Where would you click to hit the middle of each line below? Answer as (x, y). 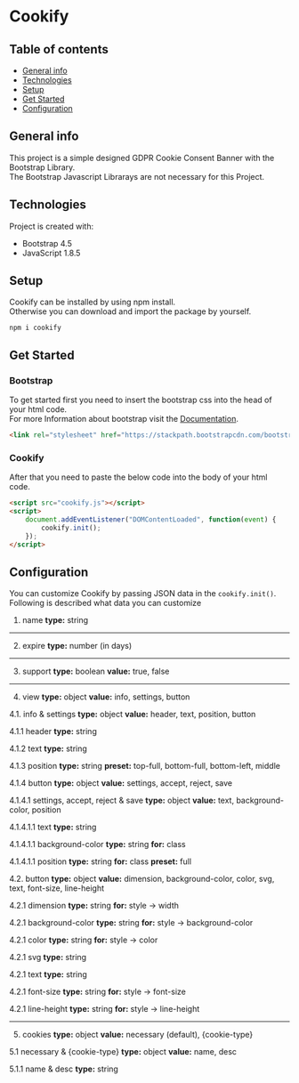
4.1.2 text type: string (48, 748)
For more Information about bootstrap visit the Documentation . (124, 419)
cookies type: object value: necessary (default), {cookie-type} (137, 1035)
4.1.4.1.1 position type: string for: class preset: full (101, 861)
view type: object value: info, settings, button (106, 697)
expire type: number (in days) (77, 646)
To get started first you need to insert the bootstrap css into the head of (141, 400)
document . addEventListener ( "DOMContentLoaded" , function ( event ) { (151, 520)
